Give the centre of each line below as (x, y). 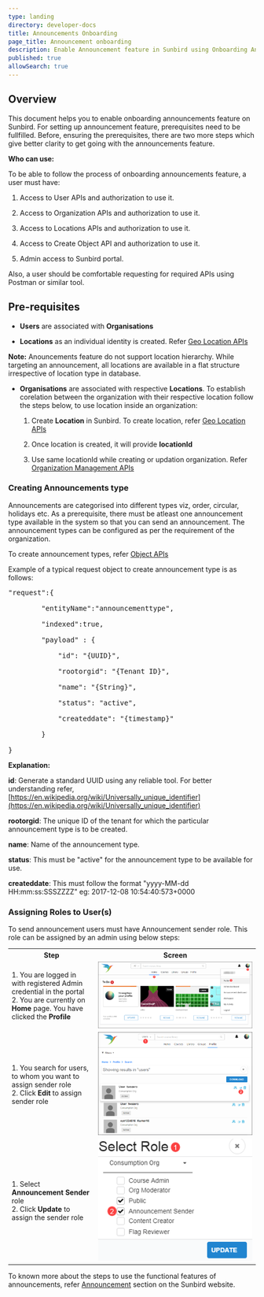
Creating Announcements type (68, 488)
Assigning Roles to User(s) (60, 912)
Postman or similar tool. (46, 282)
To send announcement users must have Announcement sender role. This (128, 929)
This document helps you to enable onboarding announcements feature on (129, 118)
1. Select (26, 1184)
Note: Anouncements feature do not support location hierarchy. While (121, 356)
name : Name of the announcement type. (74, 844)
